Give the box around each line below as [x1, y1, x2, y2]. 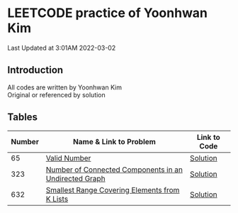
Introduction [7, 64, 64, 76]
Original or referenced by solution [7, 90, 106, 99]
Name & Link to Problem [73, 136, 156, 146]
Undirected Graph [45, 173, 106, 183]
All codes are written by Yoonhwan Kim [7, 83, 123, 92]
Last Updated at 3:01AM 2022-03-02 [7, 43, 116, 52]
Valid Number [45, 153, 91, 163]
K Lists [45, 194, 69, 204]
